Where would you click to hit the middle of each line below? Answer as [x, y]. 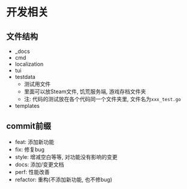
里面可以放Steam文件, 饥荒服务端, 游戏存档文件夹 [85, 91]
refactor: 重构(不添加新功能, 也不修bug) [63, 179]
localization [29, 64]
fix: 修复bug [30, 149]
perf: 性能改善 [32, 172]
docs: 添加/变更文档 [39, 164]
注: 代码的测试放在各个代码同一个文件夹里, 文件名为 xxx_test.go [103, 99]
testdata [25, 77]
